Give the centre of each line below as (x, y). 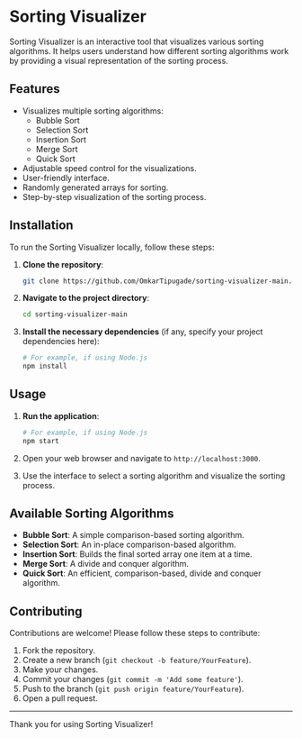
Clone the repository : (63, 264)
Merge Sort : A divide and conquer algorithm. (106, 564)
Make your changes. (60, 670)
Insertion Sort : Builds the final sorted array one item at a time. (138, 554)
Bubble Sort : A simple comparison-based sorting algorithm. (133, 535)
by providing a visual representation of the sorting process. (119, 60)
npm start (41, 441)
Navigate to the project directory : (86, 298)
